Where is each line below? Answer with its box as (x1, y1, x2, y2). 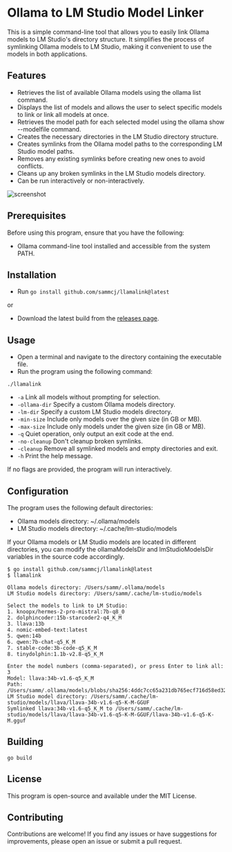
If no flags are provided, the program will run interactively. (7, 465, 173, 473)
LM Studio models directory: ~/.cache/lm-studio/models (17, 525, 177, 532)
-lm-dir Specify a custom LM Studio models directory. (17, 408, 173, 416)
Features (7, 70, 46, 82)
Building (7, 736, 43, 748)
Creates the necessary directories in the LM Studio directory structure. (17, 132, 219, 141)
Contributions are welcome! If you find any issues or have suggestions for (7, 830, 217, 838)
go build (7, 754, 32, 761)
